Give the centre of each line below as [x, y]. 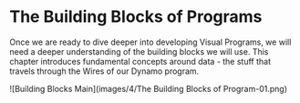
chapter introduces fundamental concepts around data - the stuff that [140, 61]
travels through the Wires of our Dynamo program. [104, 71]
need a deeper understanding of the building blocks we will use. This [139, 51]
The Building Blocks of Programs [136, 17]
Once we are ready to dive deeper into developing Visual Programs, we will [150, 42]
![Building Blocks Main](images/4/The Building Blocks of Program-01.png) [148, 88]
